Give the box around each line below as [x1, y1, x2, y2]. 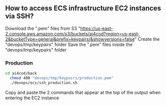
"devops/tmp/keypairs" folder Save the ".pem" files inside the [5, 41, 133, 47]
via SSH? [5, 12, 34, 21]
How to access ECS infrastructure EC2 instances [5, 4, 161, 13]
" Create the [134, 36, 160, 42]
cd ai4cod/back [5, 71, 37, 76]
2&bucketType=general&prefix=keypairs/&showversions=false [5, 36, 135, 42]
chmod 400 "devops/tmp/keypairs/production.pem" [10, 75, 114, 80]
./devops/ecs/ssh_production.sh [10, 80, 78, 85]
